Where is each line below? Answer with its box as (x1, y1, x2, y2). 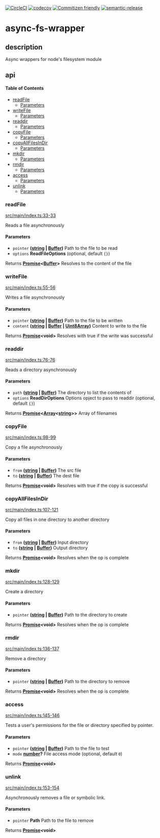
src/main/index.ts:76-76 (5, 357, 55, 363)
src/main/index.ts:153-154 (5, 785, 60, 791)
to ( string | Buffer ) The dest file (12, 472, 80, 478)
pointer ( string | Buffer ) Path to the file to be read (12, 245, 118, 251)
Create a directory (5, 589, 44, 595)
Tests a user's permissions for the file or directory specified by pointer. (5, 722, 154, 728)
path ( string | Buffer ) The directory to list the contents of (12, 390, 132, 396)
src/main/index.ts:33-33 (5, 212, 56, 218)
